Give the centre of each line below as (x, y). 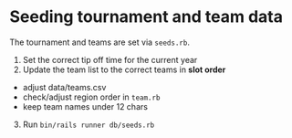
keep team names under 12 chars (85, 106)
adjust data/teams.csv (64, 87)
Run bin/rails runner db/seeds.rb (89, 124)
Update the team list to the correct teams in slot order (124, 69)
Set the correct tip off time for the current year (110, 59)
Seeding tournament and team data (146, 17)
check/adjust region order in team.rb (91, 97)
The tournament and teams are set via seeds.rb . (99, 42)
